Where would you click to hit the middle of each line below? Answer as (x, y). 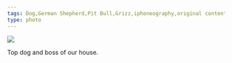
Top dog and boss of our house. (53, 52)
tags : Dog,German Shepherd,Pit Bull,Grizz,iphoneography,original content (117, 13)
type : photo (24, 20)
